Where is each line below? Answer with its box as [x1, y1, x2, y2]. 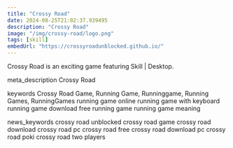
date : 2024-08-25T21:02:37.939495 [7, 17, 108, 24]
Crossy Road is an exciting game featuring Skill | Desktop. [7, 62, 174, 70]
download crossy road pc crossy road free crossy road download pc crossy [7, 126, 226, 133]
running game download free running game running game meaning [7, 105, 201, 112]
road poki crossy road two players [7, 133, 106, 141]
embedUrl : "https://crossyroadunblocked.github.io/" [7, 43, 164, 50]
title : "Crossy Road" [7, 10, 71, 18]
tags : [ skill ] [7, 36, 49, 43]
